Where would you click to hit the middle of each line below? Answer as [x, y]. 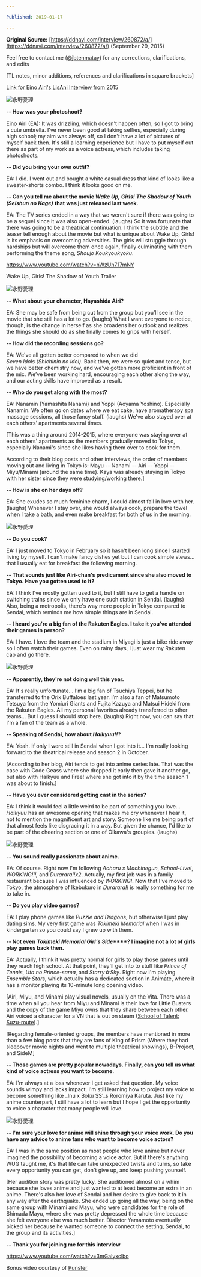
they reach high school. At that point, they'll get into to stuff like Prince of [97, 965]
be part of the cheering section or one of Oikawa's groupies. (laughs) [92, 832]
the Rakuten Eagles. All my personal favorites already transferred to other [97, 710]
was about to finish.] [31, 783]
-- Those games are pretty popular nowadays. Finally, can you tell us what [100, 1065]
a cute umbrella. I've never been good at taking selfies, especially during [96, 129]
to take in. [19, 893]
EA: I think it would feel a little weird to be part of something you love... [93, 806]
